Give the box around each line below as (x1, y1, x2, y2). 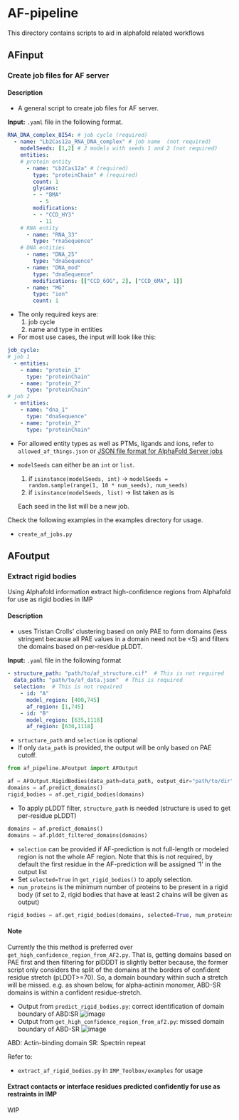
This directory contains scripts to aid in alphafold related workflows (7, 28, 205, 37)
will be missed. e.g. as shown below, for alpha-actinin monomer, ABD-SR (7, 980, 221, 989)
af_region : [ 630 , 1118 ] (26, 723, 94, 730)
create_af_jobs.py (17, 531, 73, 538)
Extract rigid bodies (7, 571, 77, 581)
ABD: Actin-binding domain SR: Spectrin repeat (7, 1038, 146, 1047)
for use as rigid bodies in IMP (7, 595, 93, 603)
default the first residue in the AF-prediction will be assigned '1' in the (17, 860, 222, 868)
